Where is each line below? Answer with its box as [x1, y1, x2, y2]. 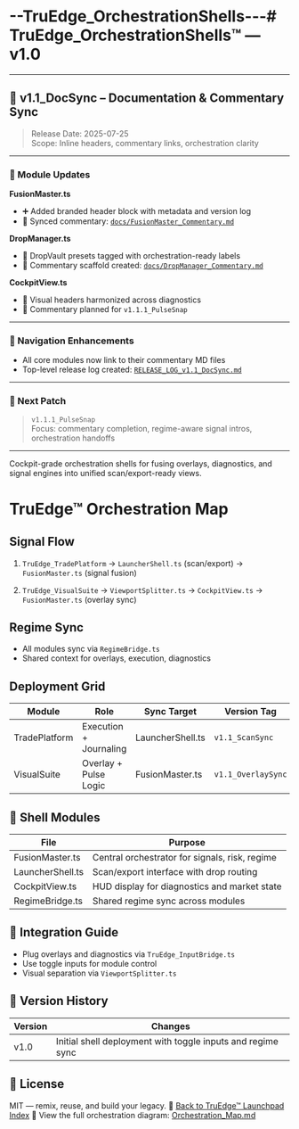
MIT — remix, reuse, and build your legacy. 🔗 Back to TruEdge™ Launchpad [9, 1100, 285, 1111]
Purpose [168, 836, 206, 849]
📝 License [9, 1076, 65, 1092]
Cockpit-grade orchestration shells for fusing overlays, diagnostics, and [9, 457, 273, 469]
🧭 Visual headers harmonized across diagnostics [21, 294, 202, 305]
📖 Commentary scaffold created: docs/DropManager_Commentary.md [21, 260, 264, 271]
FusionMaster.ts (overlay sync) [21, 594, 137, 605]
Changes [150, 1019, 190, 1032]
